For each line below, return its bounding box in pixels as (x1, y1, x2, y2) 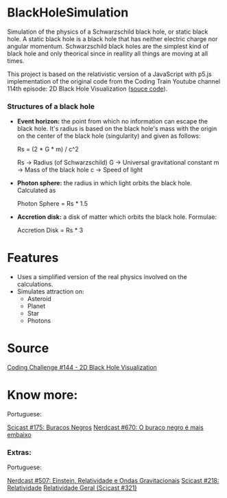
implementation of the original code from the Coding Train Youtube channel (7, 77, 221, 85)
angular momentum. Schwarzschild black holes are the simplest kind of (7, 42, 209, 50)
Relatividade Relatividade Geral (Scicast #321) (7, 484, 137, 492)
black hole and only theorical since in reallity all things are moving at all (7, 49, 208, 58)
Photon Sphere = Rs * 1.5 (16, 200, 88, 208)
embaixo (7, 431, 32, 439)
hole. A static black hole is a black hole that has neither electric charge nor (7, 34, 218, 43)
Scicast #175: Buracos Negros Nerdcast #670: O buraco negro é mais (7, 423, 204, 431)
